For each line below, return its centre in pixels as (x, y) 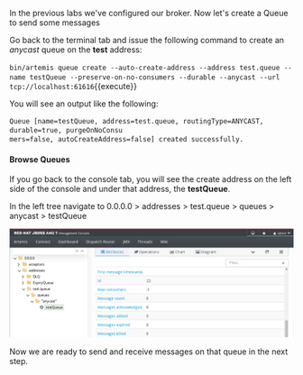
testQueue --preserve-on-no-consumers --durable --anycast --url (155, 78)
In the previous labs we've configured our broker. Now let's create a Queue (149, 13)
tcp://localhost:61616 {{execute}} (73, 86)
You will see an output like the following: (84, 104)
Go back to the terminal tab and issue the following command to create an (147, 40)
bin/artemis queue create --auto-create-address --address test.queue (145, 68)
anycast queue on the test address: (76, 50)
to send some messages (55, 23)
